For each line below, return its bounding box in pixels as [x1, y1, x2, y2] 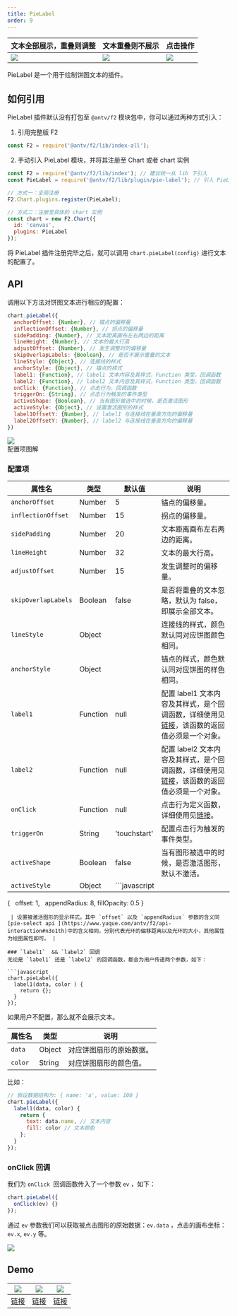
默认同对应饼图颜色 [161, 630, 225, 640]
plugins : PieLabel [13, 228, 68, 235]
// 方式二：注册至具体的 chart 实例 [7, 208, 102, 216]
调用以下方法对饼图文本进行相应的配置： [7, 298, 125, 306]
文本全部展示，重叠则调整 [11, 40, 97, 50]
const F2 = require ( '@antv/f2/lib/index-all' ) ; [7, 142, 150, 149]
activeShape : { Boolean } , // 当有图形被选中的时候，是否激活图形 [13, 397, 188, 405]
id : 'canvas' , [13, 222, 55, 229]
